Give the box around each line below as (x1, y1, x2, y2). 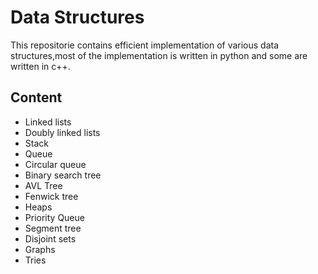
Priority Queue (24, 211, 85, 223)
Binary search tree (24, 169, 102, 181)
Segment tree (24, 222, 82, 234)
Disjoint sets (24, 232, 77, 245)
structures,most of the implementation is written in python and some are (10, 49, 308, 61)
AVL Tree (24, 179, 63, 191)
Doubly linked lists (24, 126, 101, 138)
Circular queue (24, 158, 87, 170)
